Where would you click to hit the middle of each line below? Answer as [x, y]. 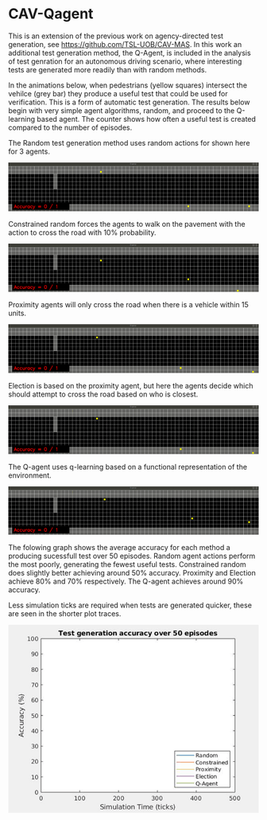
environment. [30, 475]
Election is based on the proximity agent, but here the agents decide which [131, 385]
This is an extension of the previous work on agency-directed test [116, 36]
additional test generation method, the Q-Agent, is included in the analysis [130, 53]
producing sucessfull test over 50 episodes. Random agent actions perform [132, 556]
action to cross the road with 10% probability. [82, 232]
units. [17, 313]
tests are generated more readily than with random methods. [108, 69]
